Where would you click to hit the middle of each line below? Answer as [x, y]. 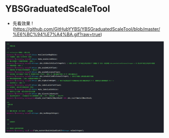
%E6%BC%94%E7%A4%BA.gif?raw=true [56, 34]
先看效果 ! [23, 23]
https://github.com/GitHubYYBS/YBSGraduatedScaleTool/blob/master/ [87, 29]
